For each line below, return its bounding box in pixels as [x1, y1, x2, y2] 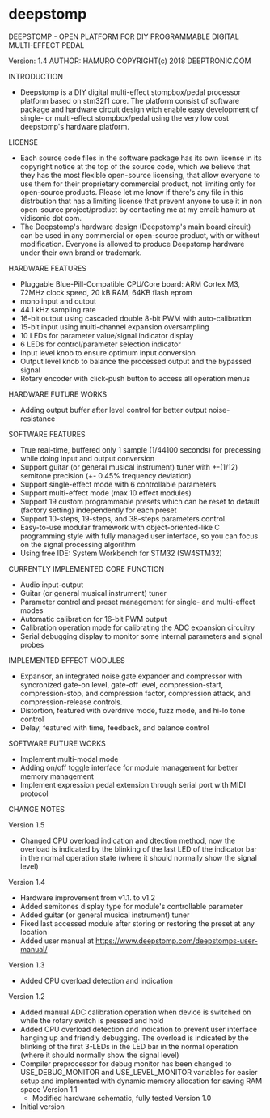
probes [19, 640, 44, 649]
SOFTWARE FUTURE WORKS [8, 738, 107, 748]
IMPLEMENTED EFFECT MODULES [8, 655, 125, 665]
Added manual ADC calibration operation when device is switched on [19, 1007, 251, 1017]
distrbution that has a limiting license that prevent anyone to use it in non [19, 196, 263, 206]
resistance [19, 414, 56, 423]
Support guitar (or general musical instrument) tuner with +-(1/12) [19, 462, 238, 472]
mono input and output [19, 296, 97, 306]
